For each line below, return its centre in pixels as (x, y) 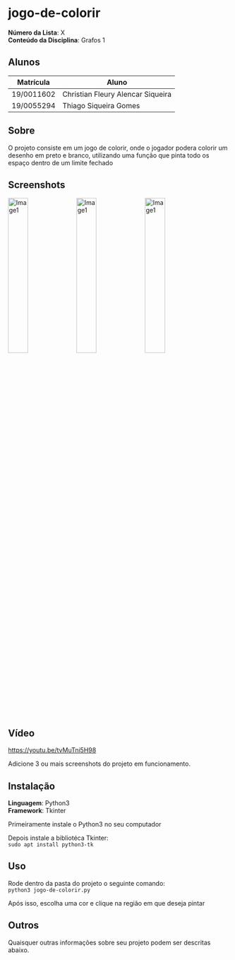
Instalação (32, 786)
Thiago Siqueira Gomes (101, 105)
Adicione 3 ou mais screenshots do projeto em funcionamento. (100, 764)
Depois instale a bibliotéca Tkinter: (58, 838)
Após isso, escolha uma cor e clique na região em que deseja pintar (107, 903)
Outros (24, 926)
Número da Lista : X (37, 32)
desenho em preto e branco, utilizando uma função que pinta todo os (109, 155)
